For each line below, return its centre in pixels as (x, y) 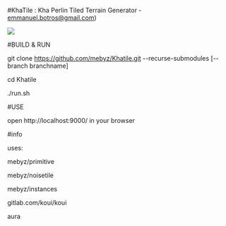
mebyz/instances (32, 189)
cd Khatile (22, 79)
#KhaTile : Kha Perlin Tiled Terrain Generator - (75, 10)
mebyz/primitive (31, 161)
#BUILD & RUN (29, 44)
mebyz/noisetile (31, 175)
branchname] (49, 66)
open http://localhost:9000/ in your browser (71, 120)
